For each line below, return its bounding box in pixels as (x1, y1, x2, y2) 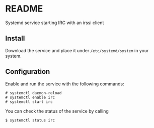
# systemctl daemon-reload (5, 90, 62, 95)
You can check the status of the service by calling (5, 108, 109, 114)
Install (5, 34, 25, 43)
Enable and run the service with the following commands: (5, 81, 124, 87)
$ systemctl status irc (5, 117, 55, 123)
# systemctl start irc (5, 99, 53, 104)
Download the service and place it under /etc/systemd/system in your (5, 47, 149, 53)
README (5, 3, 43, 15)
